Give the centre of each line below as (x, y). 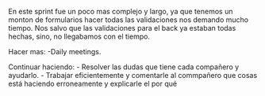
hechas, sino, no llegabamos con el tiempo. (79, 36)
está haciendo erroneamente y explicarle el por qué (92, 83)
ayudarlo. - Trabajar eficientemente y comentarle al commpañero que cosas (133, 75)
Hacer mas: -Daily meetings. (55, 52)
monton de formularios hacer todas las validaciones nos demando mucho (128, 20)
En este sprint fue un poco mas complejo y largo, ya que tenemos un (121, 11)
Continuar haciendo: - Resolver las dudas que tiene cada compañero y (124, 67)
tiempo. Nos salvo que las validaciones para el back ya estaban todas (122, 28)
